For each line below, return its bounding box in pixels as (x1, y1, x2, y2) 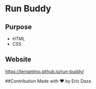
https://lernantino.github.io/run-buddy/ (5, 68, 84, 74)
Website (5, 55, 31, 64)
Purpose (5, 23, 32, 31)
